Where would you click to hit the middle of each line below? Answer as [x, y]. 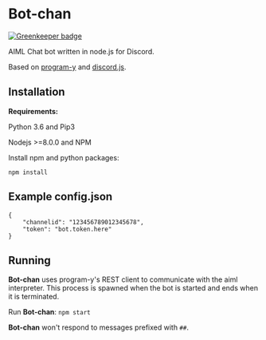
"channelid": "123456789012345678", [84, 222]
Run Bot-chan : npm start [50, 312]
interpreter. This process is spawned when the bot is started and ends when [133, 288]
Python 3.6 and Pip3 [42, 127]
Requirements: [33, 111]
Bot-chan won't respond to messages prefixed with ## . [99, 327]
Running [30, 260]
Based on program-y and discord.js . [67, 67]
